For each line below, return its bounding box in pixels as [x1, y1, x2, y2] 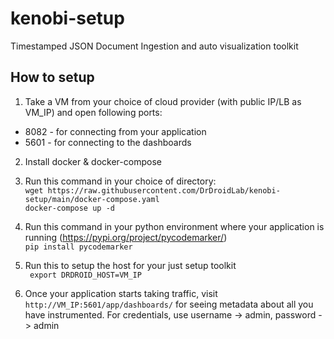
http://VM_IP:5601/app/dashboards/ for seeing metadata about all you [24, 298, 314, 310]
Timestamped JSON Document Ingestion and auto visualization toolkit [10, 40, 299, 52]
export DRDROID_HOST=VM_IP [29, 270, 142, 280]
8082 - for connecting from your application [24, 125, 207, 137]
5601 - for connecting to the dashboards [24, 136, 192, 148]
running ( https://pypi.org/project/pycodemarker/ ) [24, 231, 228, 243]
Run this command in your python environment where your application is [24, 220, 325, 232]
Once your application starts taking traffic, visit [24, 287, 218, 299]
